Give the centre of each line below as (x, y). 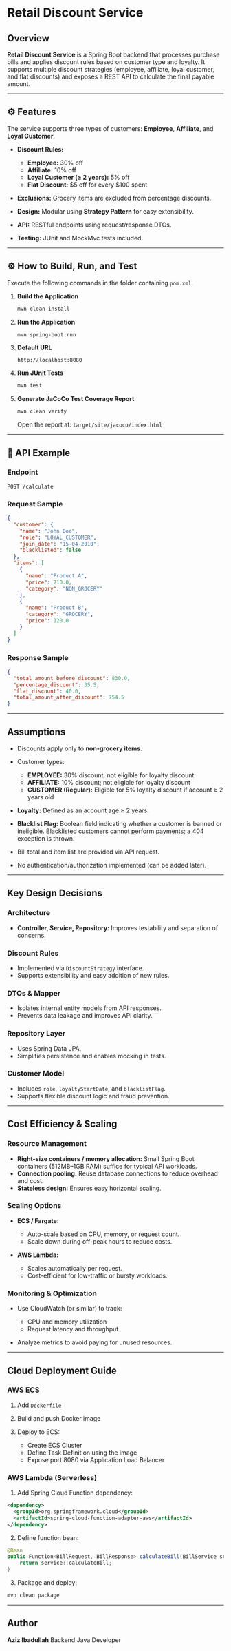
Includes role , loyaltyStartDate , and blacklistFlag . (91, 1088)
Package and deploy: (47, 1583)
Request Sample (35, 504)
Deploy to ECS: (38, 1432)
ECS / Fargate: (38, 1220)
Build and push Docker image (59, 1418)
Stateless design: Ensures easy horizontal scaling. (89, 1188)
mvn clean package (33, 1596)
